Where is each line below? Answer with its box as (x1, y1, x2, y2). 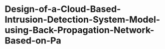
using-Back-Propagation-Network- (5, 25, 154, 36)
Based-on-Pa (5, 35, 61, 47)
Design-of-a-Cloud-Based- (5, 3, 121, 15)
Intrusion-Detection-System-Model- (5, 14, 160, 25)
